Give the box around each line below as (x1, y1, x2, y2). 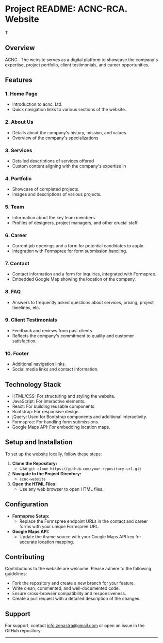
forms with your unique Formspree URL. (19, 523, 99, 529)
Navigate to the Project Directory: (12, 470, 81, 476)
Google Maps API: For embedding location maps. (12, 424, 111, 430)
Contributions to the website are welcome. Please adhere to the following (5, 566, 152, 572)
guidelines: (5, 571, 27, 577)
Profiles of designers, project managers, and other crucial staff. (12, 220, 139, 225)
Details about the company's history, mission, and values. (12, 129, 128, 135)
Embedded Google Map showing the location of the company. (12, 276, 136, 282)
